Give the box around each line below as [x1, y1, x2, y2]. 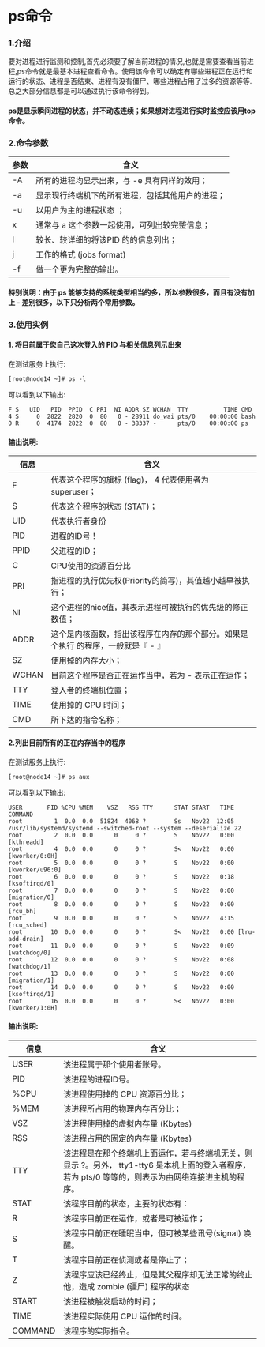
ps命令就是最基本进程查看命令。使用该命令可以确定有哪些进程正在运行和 [17, 66, 253, 76]
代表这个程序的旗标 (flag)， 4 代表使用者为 [50, 475, 209, 486]
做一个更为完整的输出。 [35, 264, 124, 275]
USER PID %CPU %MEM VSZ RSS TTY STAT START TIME [8, 803, 235, 811]
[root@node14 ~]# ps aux [8, 773, 90, 781]
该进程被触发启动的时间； [62, 1296, 159, 1307]
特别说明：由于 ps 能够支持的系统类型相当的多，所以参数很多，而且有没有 [8, 288, 248, 297]
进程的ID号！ [50, 531, 99, 542]
